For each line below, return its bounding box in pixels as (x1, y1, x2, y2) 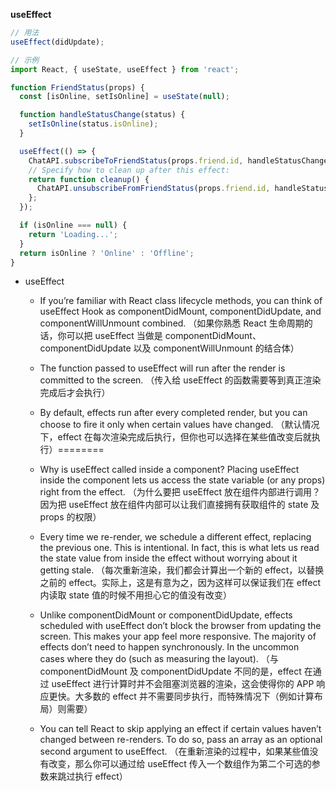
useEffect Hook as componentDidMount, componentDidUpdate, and (39, 305, 322, 318)
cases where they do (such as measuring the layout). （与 (39, 653, 279, 665)
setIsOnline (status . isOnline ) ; (28, 119, 159, 129)
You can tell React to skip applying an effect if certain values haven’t (39, 723, 322, 735)
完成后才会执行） (39, 387, 111, 399)
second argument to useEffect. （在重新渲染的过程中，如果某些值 (39, 745, 310, 758)
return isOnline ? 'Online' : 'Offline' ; (19, 248, 195, 258)
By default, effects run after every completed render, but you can (39, 407, 308, 419)
